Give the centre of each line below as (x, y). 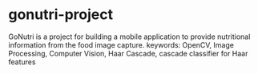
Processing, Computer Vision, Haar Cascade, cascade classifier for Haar (128, 53)
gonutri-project (61, 15)
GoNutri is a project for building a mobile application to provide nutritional (129, 36)
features (22, 62)
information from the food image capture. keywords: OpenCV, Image (121, 44)
